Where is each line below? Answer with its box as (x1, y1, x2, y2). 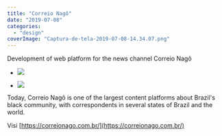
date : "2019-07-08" (7, 16, 63, 23)
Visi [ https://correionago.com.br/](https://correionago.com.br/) (7, 122, 185, 130)
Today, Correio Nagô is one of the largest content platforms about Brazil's (7, 93, 216, 102)
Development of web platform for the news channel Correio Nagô (7, 54, 192, 63)
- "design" (13, 29, 45, 36)
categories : (7, 23, 41, 30)
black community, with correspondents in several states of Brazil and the (7, 101, 213, 109)
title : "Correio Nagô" (7, 10, 72, 17)
